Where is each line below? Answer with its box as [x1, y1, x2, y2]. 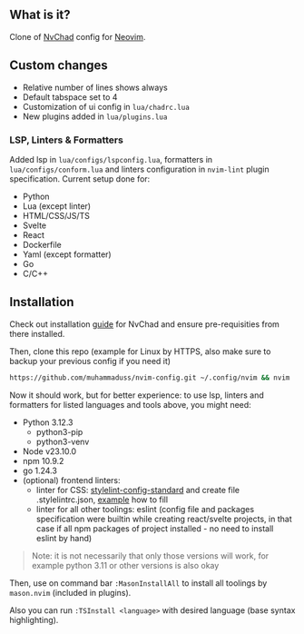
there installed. [9, 328, 65, 339]
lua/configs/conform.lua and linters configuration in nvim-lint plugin [9, 163, 270, 174]
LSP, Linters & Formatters [9, 134, 124, 146]
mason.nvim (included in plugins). [9, 587, 132, 598]
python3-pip [35, 426, 83, 437]
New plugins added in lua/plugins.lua [22, 111, 168, 122]
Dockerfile [22, 239, 62, 250]
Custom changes [9, 58, 109, 74]
